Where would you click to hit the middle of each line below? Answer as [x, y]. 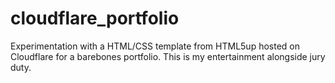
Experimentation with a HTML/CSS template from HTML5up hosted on [155, 46]
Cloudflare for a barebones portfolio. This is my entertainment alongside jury [168, 56]
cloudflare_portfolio [95, 18]
